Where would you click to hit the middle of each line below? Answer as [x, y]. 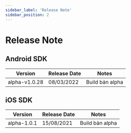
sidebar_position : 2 [27, 15]
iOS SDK [19, 100]
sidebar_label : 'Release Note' [39, 10]
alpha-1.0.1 [23, 123]
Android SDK [26, 59]
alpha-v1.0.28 [26, 82]
